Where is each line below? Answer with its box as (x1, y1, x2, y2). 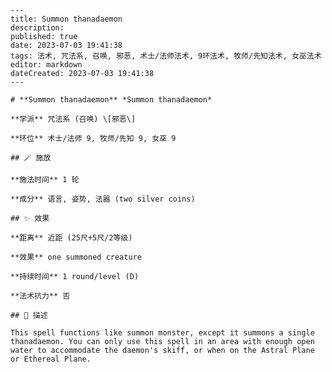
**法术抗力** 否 (10, 291, 71, 301)
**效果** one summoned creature (10, 252, 142, 262)
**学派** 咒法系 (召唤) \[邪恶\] (10, 114, 137, 124)
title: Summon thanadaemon (10, 14, 123, 24)
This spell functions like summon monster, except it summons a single (10, 328, 315, 338)
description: (10, 23, 65, 33)
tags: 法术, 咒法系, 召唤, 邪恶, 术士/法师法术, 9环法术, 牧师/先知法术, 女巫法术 (10, 51, 322, 61)
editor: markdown (10, 60, 83, 70)
